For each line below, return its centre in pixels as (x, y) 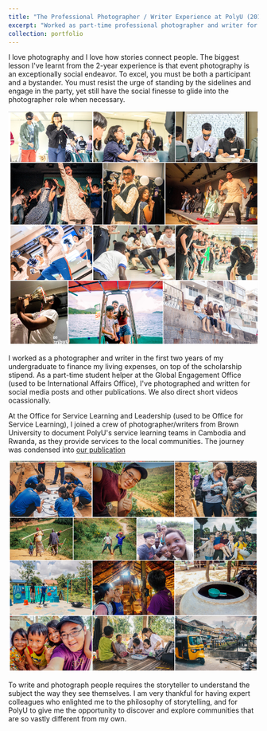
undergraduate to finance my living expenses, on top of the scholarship (125, 366)
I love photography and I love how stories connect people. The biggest (124, 57)
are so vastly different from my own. (68, 718)
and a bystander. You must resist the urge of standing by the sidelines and (130, 83)
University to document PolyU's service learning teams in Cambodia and (127, 432)
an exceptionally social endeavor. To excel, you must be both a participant (130, 74)
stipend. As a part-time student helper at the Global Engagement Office (125, 375)
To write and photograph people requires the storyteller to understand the (129, 685)
